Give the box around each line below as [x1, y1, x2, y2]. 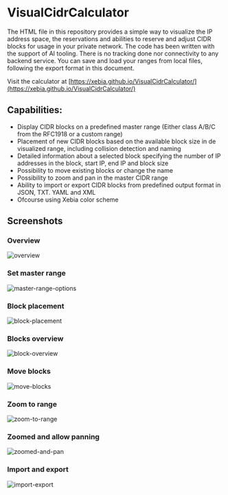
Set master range [7, 269, 67, 278]
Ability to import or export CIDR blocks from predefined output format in [16, 180, 221, 189]
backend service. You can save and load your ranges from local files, [7, 56, 203, 64]
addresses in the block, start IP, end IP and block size [16, 159, 169, 167]
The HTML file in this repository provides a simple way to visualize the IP [7, 27, 213, 36]
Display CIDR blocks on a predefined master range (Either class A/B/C [16, 122, 216, 131]
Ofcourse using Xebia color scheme [16, 195, 119, 204]
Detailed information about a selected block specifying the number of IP [16, 152, 221, 160]
